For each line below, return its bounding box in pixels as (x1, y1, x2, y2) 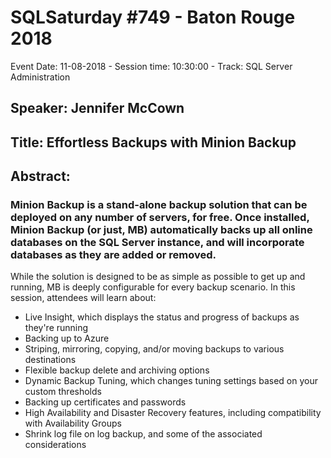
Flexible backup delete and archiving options (24, 364, 210, 376)
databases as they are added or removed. (10, 248, 217, 262)
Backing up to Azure (24, 332, 110, 345)
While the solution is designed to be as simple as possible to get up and (10, 271, 306, 283)
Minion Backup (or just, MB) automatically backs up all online (10, 223, 313, 237)
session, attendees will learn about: (10, 292, 157, 304)
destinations (24, 354, 77, 366)
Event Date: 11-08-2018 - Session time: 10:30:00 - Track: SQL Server (10, 60, 293, 72)
